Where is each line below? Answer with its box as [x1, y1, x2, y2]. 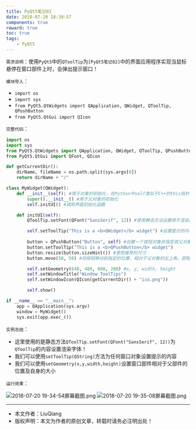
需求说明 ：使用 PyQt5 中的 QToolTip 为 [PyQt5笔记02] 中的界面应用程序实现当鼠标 [6, 58, 187, 65]
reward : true [6, 25, 38, 31]
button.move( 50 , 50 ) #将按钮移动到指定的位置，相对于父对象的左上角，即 [27, 255, 187, 261]
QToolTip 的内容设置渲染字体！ [14, 345, 87, 352]
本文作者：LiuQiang [14, 410, 62, 417]
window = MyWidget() [16, 308, 66, 315]
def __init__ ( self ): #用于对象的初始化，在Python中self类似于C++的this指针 [16, 191, 190, 197]
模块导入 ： [6, 77, 29, 85]
